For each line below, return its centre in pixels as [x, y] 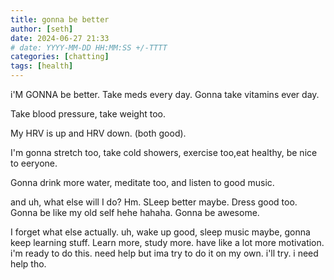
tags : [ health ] [42, 66]
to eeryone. [34, 163]
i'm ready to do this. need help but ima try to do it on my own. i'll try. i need [164, 253]
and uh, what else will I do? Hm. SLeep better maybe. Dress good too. [154, 202]
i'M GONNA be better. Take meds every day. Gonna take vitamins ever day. [165, 94]
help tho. [28, 264]
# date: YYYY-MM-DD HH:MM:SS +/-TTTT [89, 47]
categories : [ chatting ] [60, 57]
